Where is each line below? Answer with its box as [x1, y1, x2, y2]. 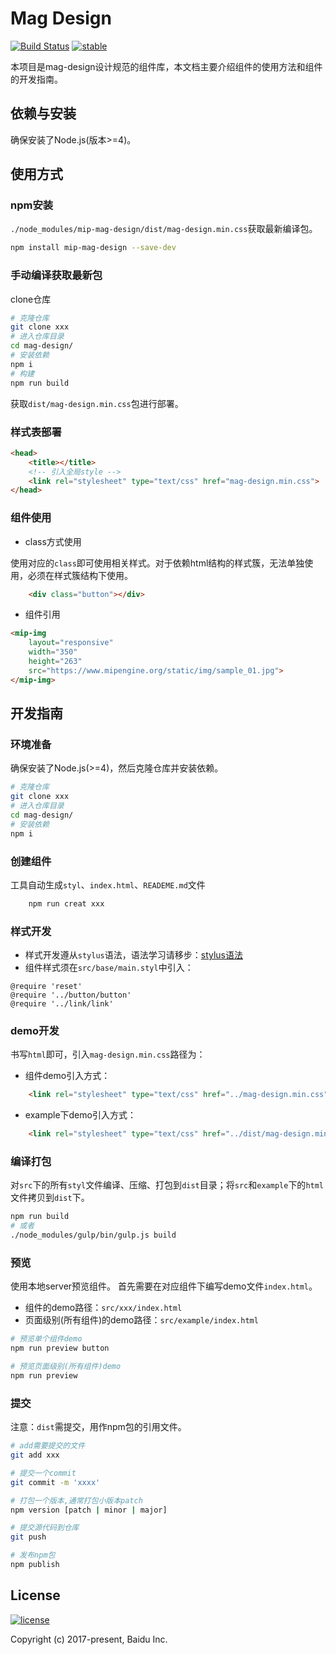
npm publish [10, 1560, 60, 1570]
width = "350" [28, 647, 78, 657]
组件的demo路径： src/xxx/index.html [24, 1302, 183, 1314]
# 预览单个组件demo [10, 1334, 83, 1344]
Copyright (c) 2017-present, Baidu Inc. [10, 1633, 168, 1645]
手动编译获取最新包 [10, 268, 103, 282]
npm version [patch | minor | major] [10, 1505, 168, 1515]
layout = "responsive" [28, 638, 114, 648]
